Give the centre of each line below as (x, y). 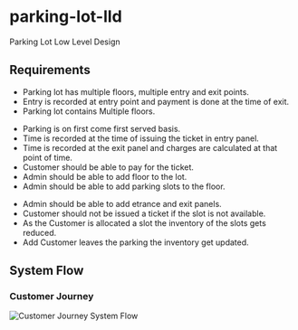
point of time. (47, 157)
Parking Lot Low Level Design (65, 42)
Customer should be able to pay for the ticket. (108, 167)
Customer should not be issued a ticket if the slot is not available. (144, 213)
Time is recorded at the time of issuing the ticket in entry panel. (141, 138)
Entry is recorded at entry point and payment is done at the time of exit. (156, 101)
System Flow (47, 271)
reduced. (39, 232)
